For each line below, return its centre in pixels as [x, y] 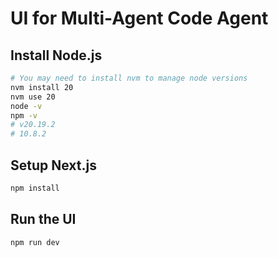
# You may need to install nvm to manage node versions [129, 78]
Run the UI [43, 219]
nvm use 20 [33, 97]
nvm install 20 [42, 87]
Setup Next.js [53, 165]
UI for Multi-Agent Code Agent [139, 18]
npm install [35, 188]
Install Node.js [56, 55]
